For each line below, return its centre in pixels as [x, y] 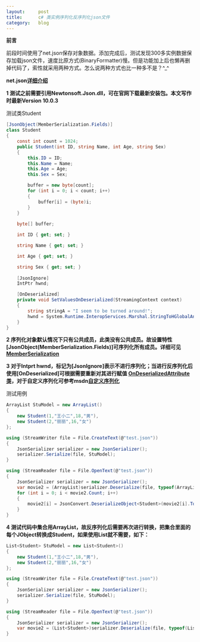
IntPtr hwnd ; [33, 283]
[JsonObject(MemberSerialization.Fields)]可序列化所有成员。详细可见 [94, 347]
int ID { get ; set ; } [43, 235]
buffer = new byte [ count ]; [61, 185]
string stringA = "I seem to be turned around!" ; [90, 311]
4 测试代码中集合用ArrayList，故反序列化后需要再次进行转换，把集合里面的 [99, 527]
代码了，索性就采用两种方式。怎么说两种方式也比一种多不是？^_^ [90, 68]
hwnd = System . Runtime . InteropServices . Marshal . [89, 316]
